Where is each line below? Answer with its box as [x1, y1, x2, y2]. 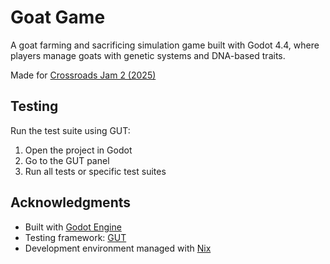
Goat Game [10, 6, 106, 29]
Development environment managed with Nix [24, 242, 212, 254]
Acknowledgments [10, 194, 132, 211]
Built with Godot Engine [24, 221, 122, 233]
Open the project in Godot [24, 144, 133, 156]
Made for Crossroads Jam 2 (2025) [10, 69, 157, 81]
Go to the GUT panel [24, 154, 110, 166]
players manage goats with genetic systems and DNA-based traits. [10, 49, 286, 61]
